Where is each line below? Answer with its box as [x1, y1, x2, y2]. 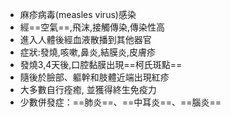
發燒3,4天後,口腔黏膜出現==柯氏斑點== [19, 59, 183, 70]
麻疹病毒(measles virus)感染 [19, 9, 137, 20]
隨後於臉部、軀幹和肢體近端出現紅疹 [19, 71, 170, 83]
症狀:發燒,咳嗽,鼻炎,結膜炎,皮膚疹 [19, 46, 156, 58]
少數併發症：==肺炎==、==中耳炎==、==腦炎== [19, 96, 222, 108]
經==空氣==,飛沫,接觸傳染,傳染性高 [19, 21, 165, 33]
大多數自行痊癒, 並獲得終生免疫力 [19, 84, 157, 95]
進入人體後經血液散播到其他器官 [19, 34, 152, 45]
